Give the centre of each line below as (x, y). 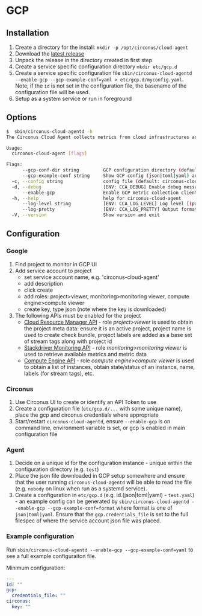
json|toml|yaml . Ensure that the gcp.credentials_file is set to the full (101, 515)
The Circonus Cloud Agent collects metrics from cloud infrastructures (98, 137)
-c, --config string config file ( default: (86, 181)
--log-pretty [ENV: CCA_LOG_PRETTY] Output (100, 210)
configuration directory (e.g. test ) (57, 469)
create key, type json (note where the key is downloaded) (95, 309)
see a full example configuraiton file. (51, 556)
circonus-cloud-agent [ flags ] (49, 154)
